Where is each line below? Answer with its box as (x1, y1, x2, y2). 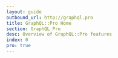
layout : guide (6, 8, 42, 15)
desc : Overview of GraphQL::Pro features (6, 31, 113, 37)
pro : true (6, 43, 31, 49)
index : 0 (6, 37, 28, 43)
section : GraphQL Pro (6, 25, 61, 32)
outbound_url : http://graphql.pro (6, 14, 94, 21)
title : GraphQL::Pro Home (6, 20, 71, 26)
